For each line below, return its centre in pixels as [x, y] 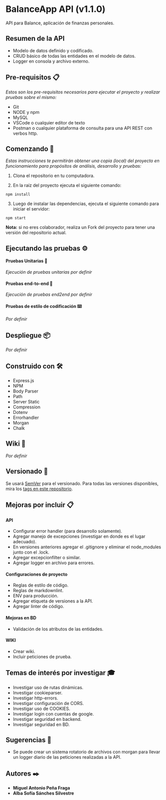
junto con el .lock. [31, 552]
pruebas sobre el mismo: [31, 97]
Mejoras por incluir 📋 [40, 505]
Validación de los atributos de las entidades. [58, 629]
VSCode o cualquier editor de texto [49, 122]
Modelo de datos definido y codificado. [53, 50]
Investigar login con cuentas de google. [53, 714]
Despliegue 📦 [28, 335]
